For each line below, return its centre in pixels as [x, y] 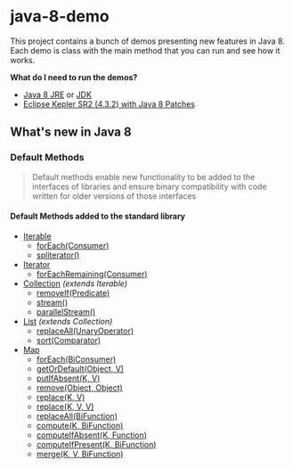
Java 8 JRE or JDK [57, 94]
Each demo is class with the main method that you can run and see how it [145, 50]
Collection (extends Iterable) [75, 283]
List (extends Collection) [68, 321]
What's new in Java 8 [71, 132]
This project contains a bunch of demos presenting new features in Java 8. [148, 41]
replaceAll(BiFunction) [77, 415]
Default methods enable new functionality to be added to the [143, 177]
